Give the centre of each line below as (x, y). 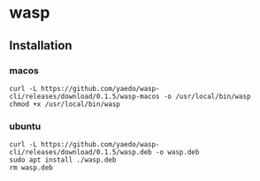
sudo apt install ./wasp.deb (63, 160)
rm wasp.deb (31, 168)
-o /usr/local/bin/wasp (207, 96)
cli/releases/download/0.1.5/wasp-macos (85, 96)
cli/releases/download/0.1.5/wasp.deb (80, 153)
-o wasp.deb (177, 153)
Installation (41, 45)
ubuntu (25, 126)
